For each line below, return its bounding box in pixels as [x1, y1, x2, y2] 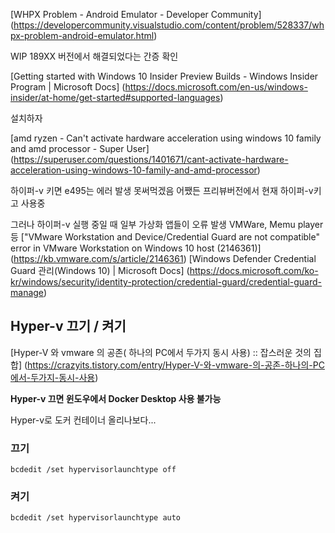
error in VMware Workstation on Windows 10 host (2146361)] [10, 242, 262, 254]
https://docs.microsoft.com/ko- [189, 265, 319, 276]
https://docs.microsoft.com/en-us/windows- [124, 81, 308, 93]
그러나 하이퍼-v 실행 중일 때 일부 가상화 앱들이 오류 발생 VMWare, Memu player [10, 219, 324, 230]
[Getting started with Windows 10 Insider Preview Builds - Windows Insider [10, 70, 319, 82]
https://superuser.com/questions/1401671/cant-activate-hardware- [13, 154, 289, 165]
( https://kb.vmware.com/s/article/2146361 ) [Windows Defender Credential [10, 253, 317, 264]
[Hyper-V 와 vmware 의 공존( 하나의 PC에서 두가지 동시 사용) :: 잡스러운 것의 [10, 346, 312, 358]
